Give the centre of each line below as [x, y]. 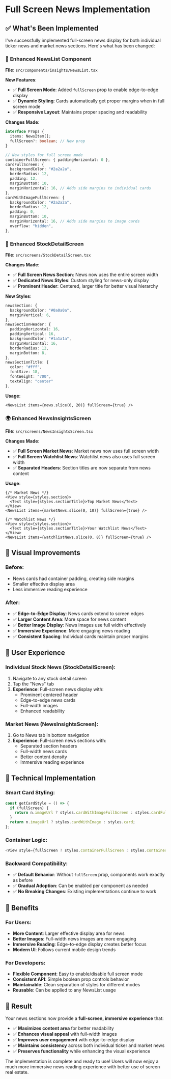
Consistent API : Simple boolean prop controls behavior [71, 979]
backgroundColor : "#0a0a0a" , [41, 310]
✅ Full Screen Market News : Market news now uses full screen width [86, 451]
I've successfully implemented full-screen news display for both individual [83, 40]
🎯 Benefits [22, 908]
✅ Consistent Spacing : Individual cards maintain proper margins [80, 637]
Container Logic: [26, 840]
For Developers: [25, 963]
